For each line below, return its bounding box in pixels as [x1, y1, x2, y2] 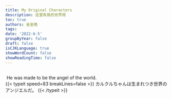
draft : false [5, 41, 33, 46]
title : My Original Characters [5, 7, 72, 13]
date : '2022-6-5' [5, 31, 43, 36]
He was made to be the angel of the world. [6, 75, 97, 81]
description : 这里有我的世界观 [5, 12, 66, 17]
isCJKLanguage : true [5, 46, 50, 51]
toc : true [5, 17, 27, 22]
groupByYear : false [5, 36, 47, 42]
